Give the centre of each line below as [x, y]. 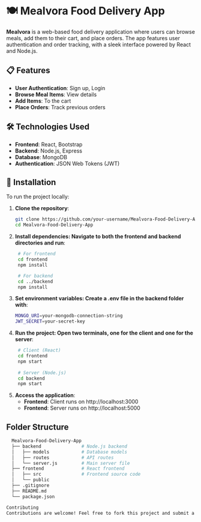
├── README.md [29, 491]
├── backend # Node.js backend [70, 446]
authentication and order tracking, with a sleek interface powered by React [98, 44]
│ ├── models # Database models [70, 452]
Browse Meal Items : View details [56, 94]
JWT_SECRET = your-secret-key [50, 321]
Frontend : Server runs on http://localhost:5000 [82, 408]
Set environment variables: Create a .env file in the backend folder [99, 299]
